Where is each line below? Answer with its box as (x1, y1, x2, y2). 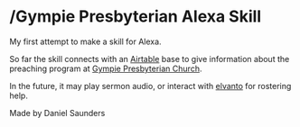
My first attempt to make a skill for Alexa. (9, 36, 162, 47)
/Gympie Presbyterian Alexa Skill (9, 6, 262, 27)
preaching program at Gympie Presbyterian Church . (9, 63, 202, 74)
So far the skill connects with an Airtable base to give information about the (9, 53, 290, 64)
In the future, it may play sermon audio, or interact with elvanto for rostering (9, 80, 292, 91)
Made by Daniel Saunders (9, 107, 106, 118)
